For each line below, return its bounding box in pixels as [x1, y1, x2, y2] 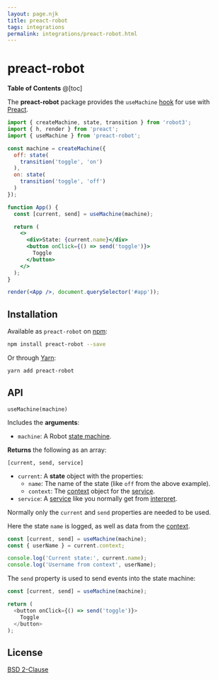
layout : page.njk [7, 10, 59, 18]
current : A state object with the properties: [17, 472, 144, 480]
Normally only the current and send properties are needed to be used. [7, 508, 211, 516]
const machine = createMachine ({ [7, 144, 106, 152]
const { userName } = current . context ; [7, 542, 125, 549]
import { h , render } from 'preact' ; [7, 125, 119, 133]
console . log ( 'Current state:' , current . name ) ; [7, 555, 147, 562]
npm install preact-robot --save [7, 341, 106, 348]
